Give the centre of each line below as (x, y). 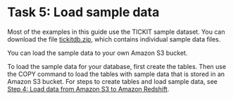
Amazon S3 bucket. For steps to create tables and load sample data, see (113, 81)
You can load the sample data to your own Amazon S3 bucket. (97, 53)
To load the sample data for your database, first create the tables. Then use (117, 66)
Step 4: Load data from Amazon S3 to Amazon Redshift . (88, 89)
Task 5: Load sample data (83, 12)
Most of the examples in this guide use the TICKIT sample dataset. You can (116, 32)
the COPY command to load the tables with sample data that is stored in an (116, 74)
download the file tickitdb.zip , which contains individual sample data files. (114, 39)
